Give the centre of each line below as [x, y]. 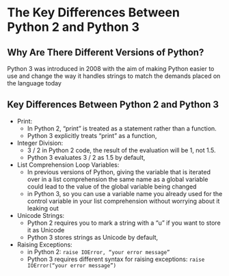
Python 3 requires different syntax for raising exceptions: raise [116, 259]
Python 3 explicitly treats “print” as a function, [92, 135]
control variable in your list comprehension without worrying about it [123, 201]
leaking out [43, 208]
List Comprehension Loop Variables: [68, 165]
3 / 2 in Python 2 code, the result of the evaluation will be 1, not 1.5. [121, 150]
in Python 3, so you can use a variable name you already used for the [125, 193]
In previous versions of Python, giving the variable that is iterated [119, 171]
